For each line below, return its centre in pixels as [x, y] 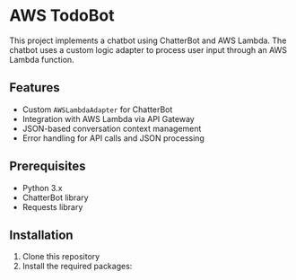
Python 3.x [42, 188]
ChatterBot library [55, 197]
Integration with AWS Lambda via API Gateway [108, 118]
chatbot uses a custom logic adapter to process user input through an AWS [148, 49]
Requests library [52, 206]
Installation [41, 235]
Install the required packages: [77, 267]
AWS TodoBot [62, 16]
